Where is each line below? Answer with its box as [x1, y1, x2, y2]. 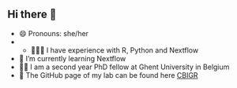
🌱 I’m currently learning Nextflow [18, 53, 126, 63]
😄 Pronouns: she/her [18, 28, 88, 38]
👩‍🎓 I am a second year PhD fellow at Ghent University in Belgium [18, 62, 230, 71]
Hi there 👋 [7, 8, 57, 21]
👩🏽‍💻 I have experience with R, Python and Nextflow [30, 45, 199, 55]
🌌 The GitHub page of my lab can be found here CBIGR [18, 70, 198, 79]
